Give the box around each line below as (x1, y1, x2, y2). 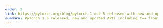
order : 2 (5, 7, 23, 12)
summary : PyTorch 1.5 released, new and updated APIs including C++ (5, 16, 147, 20)
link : (5, 11, 16, 16)
